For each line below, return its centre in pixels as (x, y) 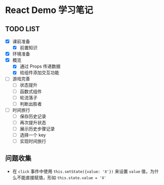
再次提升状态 (33, 122)
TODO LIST (23, 29)
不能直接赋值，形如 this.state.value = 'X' (62, 178)
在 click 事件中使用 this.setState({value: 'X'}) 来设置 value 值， (81, 171)
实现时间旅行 (33, 141)
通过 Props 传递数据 (40, 66)
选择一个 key (33, 135)
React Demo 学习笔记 (49, 10)
